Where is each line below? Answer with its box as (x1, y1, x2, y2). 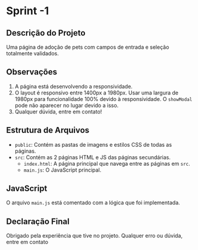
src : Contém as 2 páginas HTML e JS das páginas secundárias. (14, 153, 171, 161)
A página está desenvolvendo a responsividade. (14, 83, 133, 90)
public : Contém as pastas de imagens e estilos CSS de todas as (14, 141, 172, 148)
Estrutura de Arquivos (6, 125, 90, 135)
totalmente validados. (6, 50, 59, 57)
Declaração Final (6, 216, 70, 226)
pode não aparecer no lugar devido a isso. (14, 102, 119, 109)
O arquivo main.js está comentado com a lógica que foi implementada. (6, 199, 180, 206)
